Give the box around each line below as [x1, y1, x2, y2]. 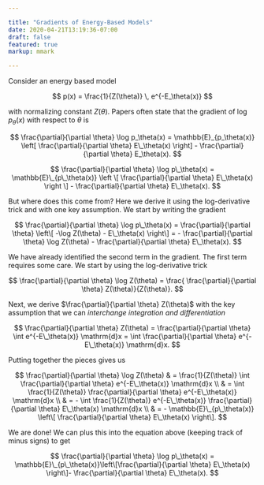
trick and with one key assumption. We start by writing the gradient [8, 204, 226, 214]
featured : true [8, 40, 58, 48]
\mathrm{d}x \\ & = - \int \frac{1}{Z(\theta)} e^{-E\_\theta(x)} [12, 395, 206, 405]
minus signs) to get [8, 435, 71, 446]
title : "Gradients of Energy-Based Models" [8, 18, 154, 26]
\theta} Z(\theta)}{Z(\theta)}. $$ [81, 284, 184, 293]
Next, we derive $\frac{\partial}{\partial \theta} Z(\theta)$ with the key [8, 299, 236, 308]
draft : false [8, 33, 51, 41]
